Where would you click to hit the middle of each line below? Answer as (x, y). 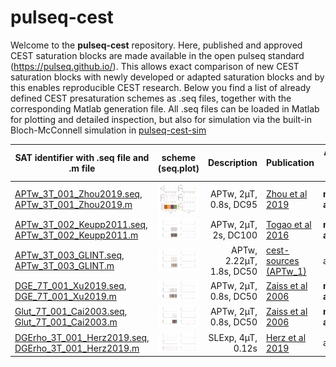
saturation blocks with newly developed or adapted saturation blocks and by (167, 77)
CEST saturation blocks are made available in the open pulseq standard (157, 55)
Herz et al (286, 337)
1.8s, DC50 (233, 271)
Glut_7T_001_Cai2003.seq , (71, 312)
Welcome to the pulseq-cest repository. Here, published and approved (156, 45)
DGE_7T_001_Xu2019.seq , (70, 286)
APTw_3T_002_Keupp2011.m (76, 235)
